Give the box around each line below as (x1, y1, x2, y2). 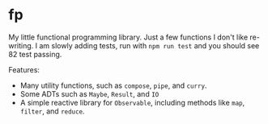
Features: (8, 64, 40, 74)
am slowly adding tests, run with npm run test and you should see (39, 40, 260, 50)
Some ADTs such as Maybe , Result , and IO (19, 89, 160, 98)
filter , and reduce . (19, 106, 85, 116)
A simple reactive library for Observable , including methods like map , (19, 97, 245, 107)
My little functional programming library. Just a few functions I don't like (8, 32, 249, 42)
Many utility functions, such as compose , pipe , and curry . (19, 81, 207, 90)
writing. (8, 40, 34, 50)
